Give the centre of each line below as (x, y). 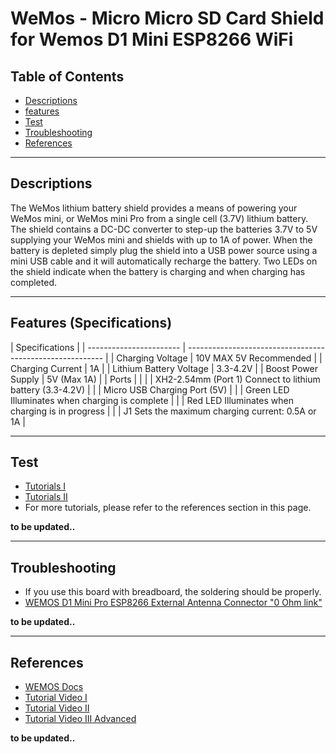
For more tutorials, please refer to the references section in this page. (168, 508)
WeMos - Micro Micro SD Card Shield (167, 18)
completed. (33, 282)
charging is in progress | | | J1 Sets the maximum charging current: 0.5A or (163, 411)
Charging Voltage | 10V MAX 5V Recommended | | (219, 358)
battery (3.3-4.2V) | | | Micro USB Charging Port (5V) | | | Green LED (150, 389)
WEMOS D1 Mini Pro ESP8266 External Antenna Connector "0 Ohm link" (173, 603)
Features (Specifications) (91, 323)
